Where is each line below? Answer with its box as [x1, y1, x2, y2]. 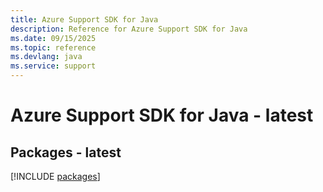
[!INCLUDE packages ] [10, 171, 101, 182]
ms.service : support [10, 61, 97, 71]
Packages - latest [10, 144, 122, 161]
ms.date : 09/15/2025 [10, 33, 97, 43]
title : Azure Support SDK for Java [10, 14, 159, 25]
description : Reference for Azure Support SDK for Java [10, 24, 248, 34]
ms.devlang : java [10, 52, 83, 62]
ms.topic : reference [10, 42, 97, 53]
